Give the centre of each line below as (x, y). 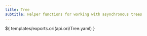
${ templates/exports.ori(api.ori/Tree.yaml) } (50, 28)
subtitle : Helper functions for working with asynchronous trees (73, 14)
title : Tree (17, 10)
